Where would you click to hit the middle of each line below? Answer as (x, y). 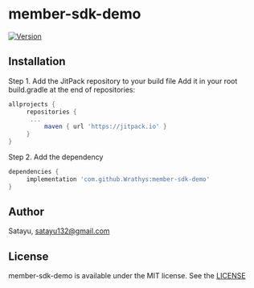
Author (26, 212)
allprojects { (32, 104)
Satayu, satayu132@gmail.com (59, 231)
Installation (37, 62)
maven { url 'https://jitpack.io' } (105, 127)
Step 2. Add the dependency (56, 157)
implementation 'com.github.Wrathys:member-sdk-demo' (118, 179)
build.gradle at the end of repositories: (72, 89)
